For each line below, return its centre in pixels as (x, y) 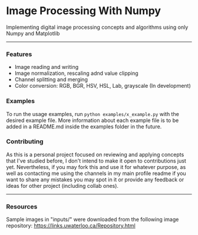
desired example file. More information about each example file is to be (93, 120)
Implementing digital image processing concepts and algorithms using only (97, 27)
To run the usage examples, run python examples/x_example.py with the (93, 114)
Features (19, 54)
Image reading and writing (47, 67)
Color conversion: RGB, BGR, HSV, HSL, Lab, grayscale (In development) (103, 86)
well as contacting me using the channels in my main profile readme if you (96, 173)
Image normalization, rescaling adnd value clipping (76, 73)
